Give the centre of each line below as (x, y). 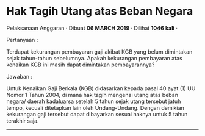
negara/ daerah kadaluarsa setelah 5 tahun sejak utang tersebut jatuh (94, 101)
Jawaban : (19, 76)
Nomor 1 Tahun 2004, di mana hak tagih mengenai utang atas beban (92, 95)
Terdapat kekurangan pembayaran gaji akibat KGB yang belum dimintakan (99, 52)
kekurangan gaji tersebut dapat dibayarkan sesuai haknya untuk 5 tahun (97, 114)
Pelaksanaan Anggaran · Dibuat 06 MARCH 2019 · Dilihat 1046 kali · (92, 28)
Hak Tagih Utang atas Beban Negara (100, 11)
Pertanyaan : (22, 40)
